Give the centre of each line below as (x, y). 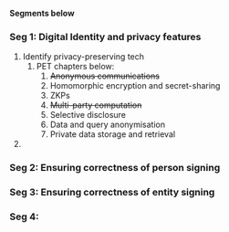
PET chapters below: (75, 67)
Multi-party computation (96, 105)
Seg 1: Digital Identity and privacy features (105, 37)
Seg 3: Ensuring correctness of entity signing (112, 193)
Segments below (42, 13)
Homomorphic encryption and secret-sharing (135, 86)
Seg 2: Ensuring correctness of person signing (115, 168)
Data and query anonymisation (108, 125)
